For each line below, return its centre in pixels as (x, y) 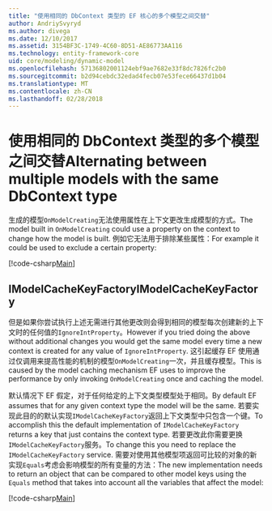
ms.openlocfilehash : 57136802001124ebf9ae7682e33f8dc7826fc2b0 (117, 69)
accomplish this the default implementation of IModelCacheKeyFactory (124, 425)
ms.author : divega (39, 31)
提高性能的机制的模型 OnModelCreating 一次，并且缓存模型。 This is (153, 361)
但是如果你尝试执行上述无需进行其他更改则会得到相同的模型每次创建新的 (129, 322)
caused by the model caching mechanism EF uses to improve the (117, 370)
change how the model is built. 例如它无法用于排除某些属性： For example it (134, 239)
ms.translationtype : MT (49, 83)
